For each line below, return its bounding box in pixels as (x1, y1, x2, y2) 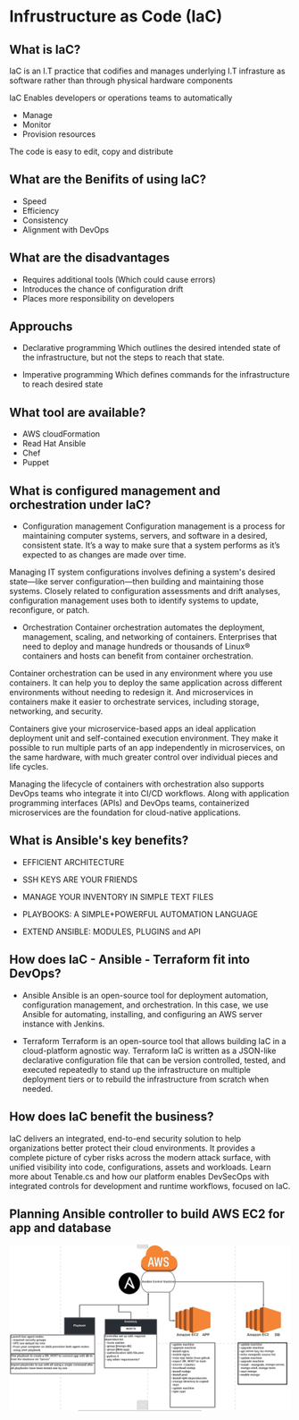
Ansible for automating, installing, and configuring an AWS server (21, 1008, 263, 1019)
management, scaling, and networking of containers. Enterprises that (21, 632, 278, 642)
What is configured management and (9, 483, 221, 498)
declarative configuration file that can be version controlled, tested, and (21, 1054, 286, 1066)
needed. (21, 1083, 54, 1093)
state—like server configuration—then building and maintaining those (9, 576, 264, 587)
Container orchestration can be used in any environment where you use (9, 668, 274, 679)
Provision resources (21, 129, 96, 140)
